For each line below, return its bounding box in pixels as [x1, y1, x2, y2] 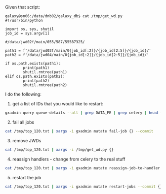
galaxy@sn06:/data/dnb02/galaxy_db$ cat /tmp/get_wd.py [5, 14, 123, 19]
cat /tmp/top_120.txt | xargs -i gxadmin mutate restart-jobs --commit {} [5, 184, 163, 189]
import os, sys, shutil [5, 27, 54, 32]
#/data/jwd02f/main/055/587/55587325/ [5, 39, 85, 44]
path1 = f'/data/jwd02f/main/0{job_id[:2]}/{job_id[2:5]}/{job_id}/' [5, 48, 152, 53]
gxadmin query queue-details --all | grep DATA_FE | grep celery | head [5, 110, 158, 115]
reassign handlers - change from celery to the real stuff [12, 156, 125, 162]
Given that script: [5, 4, 41, 10]
